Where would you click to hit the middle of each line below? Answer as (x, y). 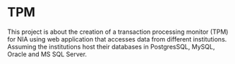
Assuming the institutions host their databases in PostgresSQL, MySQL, (111, 46)
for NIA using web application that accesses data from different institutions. (117, 39)
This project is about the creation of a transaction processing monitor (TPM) (118, 32)
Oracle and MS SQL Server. (47, 54)
